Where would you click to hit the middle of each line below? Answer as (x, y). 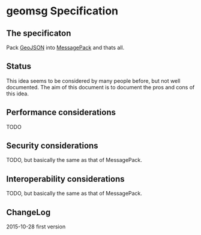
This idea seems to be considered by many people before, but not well (93, 81)
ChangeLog (28, 212)
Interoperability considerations (65, 179)
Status (19, 66)
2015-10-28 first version (36, 227)
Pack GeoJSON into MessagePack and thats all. (65, 47)
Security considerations (52, 146)
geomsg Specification (62, 11)
